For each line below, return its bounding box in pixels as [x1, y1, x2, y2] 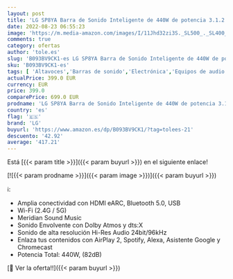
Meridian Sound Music [17, 214, 82, 222]
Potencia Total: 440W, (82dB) [17, 251, 102, 259]
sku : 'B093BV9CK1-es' [7, 62, 70, 69]
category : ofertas [7, 42, 60, 49]
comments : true [7, 36, 51, 43]
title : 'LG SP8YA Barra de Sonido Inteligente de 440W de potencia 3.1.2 [7, 17, 225, 24]
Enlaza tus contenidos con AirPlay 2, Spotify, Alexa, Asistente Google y [17, 236, 221, 244]
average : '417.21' [7, 139, 60, 146]
